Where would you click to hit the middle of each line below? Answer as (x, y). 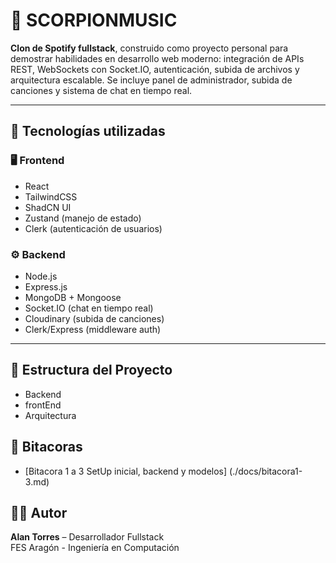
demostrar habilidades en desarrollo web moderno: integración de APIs (157, 58)
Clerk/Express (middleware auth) (93, 329)
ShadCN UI (48, 207)
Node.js (41, 276)
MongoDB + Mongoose (73, 297)
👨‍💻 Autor (39, 512)
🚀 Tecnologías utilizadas (88, 131)
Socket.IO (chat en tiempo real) (89, 308)
